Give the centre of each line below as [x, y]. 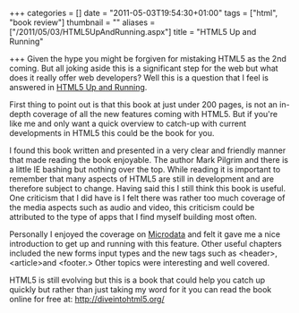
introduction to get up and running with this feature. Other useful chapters [145, 244]
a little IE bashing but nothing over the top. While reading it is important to [145, 169]
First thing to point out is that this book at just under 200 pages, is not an [143, 105]
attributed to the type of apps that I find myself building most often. [133, 217]
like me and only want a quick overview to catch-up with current [128, 123]
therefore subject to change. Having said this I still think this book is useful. [148, 188]
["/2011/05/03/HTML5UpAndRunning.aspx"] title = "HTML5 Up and [133, 32]
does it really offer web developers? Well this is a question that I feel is [139, 78]
